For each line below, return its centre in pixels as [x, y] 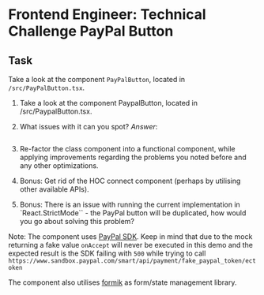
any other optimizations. [59, 166]
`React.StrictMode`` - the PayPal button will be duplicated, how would [133, 213]
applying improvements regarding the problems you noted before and [133, 157]
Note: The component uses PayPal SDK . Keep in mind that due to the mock [130, 237]
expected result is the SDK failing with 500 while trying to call [107, 253]
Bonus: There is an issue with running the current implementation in [130, 204]
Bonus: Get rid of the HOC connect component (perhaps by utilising [130, 181]
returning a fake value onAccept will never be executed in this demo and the [131, 245]
